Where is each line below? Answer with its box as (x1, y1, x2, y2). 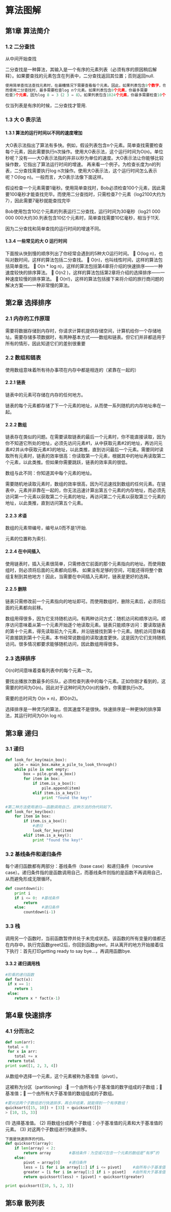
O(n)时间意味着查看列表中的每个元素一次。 (5, 668, 95, 674)
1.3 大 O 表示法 (5, 116, 42, 123)
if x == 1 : (7, 981, 31, 987)
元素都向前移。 (14, 604, 46, 611)
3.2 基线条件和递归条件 (5, 850, 62, 858)
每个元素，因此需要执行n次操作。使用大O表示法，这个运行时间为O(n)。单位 (5, 148, 164, 154)
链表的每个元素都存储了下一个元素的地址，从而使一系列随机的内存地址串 (5, 403, 157, 409)
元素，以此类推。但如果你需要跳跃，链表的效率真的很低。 (9, 459, 130, 465)
